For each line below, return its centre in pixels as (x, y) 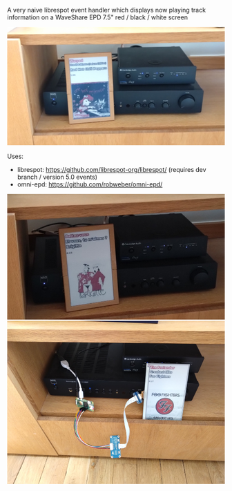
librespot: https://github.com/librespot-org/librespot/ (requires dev (112, 170)
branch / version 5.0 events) (57, 177)
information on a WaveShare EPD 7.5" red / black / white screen (98, 17)
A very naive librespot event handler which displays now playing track (106, 10)
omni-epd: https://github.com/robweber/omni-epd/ (90, 184)
